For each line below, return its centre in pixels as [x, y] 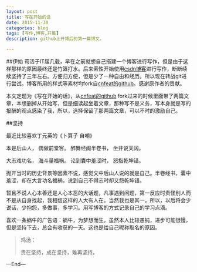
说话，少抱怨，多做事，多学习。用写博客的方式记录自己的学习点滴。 [88, 207]
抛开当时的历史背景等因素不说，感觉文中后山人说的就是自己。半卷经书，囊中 [98, 173]
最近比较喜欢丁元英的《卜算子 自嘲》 [50, 135]
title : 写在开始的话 [28, 17]
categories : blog [27, 28]
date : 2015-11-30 [27, 22]
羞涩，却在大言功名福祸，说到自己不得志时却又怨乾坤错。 [75, 180]
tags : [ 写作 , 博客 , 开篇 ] [33, 33]
